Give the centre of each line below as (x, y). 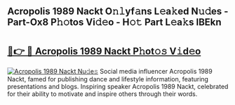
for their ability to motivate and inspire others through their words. (102, 94)
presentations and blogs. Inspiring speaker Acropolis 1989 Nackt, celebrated (118, 87)
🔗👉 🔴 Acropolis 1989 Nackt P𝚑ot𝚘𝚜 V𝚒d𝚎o (104, 51)
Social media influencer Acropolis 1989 (156, 71)
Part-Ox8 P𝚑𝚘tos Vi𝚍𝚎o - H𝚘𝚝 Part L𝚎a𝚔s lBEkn (115, 23)
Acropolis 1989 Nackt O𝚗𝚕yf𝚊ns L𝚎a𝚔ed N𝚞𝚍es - (118, 11)
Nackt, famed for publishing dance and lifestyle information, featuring (108, 79)
